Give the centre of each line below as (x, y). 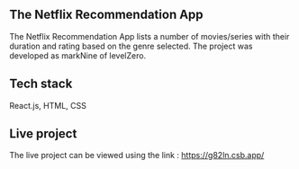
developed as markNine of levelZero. (78, 55)
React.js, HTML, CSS (48, 105)
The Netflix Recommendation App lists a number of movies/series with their (149, 36)
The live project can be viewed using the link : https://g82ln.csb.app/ (137, 156)
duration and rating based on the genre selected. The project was (131, 46)
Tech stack (41, 84)
